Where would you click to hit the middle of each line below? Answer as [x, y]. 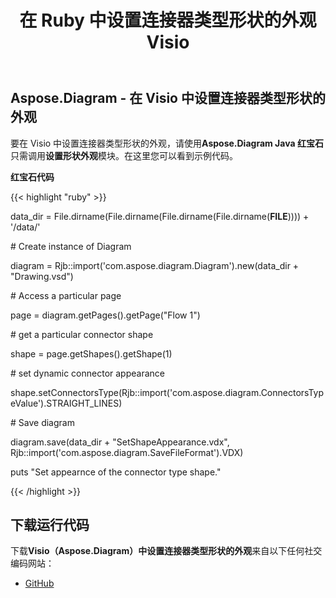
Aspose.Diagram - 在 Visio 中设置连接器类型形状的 [168, 98]
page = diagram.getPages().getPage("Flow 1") [105, 315]
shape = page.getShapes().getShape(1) [91, 353]
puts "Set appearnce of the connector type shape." [116, 472]
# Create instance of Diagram [71, 246]
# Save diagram [42, 422]
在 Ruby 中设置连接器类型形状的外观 [168, 20]
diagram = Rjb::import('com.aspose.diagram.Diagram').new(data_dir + [155, 265]
